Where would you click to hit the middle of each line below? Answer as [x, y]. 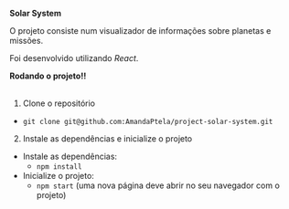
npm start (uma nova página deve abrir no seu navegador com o [158, 185]
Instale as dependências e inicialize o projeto [107, 139]
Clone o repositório [59, 103]
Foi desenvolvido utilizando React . [74, 58]
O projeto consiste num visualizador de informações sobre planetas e [140, 31]
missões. [27, 41]
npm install [59, 167]
